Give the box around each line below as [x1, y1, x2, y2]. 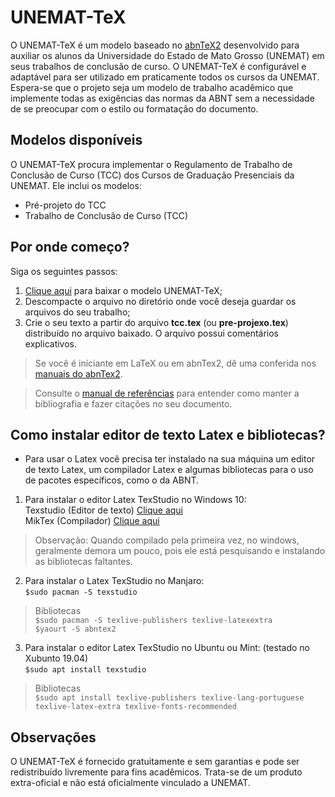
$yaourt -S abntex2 [34, 624, 117, 635]
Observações [10, 729, 97, 746]
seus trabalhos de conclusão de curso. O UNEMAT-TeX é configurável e [10, 60, 307, 72]
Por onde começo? [10, 239, 130, 256]
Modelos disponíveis [10, 132, 143, 149]
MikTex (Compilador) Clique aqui [24, 515, 160, 527]
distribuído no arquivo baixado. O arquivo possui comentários [24, 327, 279, 339]
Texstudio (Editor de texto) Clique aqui [24, 504, 183, 516]
